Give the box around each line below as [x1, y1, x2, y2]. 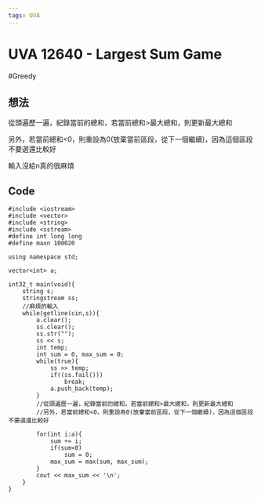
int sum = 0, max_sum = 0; [36, 350, 125, 359]
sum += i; [49, 437, 82, 445]
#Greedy [8, 71, 37, 81]
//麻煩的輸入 [22, 303, 59, 310]
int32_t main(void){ [8, 281, 76, 288]
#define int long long [8, 233, 82, 241]
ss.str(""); [36, 330, 76, 338]
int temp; [36, 344, 68, 352]
